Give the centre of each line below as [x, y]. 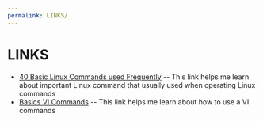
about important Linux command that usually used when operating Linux [137, 85]
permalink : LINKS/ [38, 15]
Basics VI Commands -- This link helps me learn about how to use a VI [134, 102]
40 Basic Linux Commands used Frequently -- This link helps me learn [134, 77]
